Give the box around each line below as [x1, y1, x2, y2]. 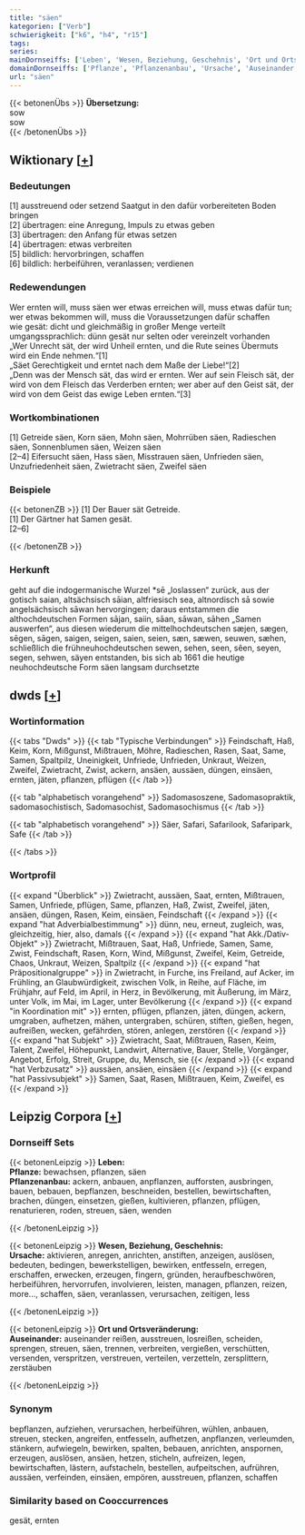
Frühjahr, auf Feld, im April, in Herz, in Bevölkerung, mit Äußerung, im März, [9, 986, 292, 997]
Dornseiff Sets [9, 1136, 74, 1149]
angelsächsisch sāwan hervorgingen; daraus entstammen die [9, 603, 240, 614]
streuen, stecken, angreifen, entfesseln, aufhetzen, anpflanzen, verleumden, [9, 1432, 295, 1444]
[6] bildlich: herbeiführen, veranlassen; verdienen [9, 258, 194, 269]
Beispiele [9, 483, 52, 496]
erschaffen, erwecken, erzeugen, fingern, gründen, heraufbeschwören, [9, 1269, 277, 1281]
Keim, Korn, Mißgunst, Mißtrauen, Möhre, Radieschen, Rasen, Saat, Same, [9, 746, 287, 757]
